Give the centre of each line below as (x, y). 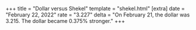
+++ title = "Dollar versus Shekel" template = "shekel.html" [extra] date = (95, 9)
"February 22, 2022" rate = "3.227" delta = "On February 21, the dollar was (98, 15)
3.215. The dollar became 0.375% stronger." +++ (66, 21)
